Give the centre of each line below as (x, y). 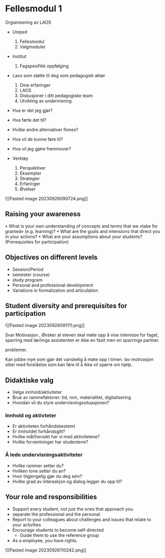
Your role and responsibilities (51, 497)
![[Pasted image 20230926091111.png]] (45, 325)
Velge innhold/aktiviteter (37, 392)
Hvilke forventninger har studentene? (50, 442)
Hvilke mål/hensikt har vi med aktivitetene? (56, 437)
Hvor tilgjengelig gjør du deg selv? (47, 476)
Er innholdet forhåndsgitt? (39, 431)
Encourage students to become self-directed (58, 530)
